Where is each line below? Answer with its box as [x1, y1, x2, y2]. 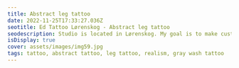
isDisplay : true [7, 37, 55, 44]
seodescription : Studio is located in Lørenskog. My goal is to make [7, 30, 218, 38]
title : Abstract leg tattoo [7, 10, 91, 18]
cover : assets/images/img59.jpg [7, 43, 103, 50]
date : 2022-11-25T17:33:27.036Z [7, 17, 103, 24]
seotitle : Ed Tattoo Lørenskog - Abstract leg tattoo [7, 23, 171, 30]
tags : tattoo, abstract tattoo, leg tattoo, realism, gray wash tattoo [7, 50, 224, 57]
